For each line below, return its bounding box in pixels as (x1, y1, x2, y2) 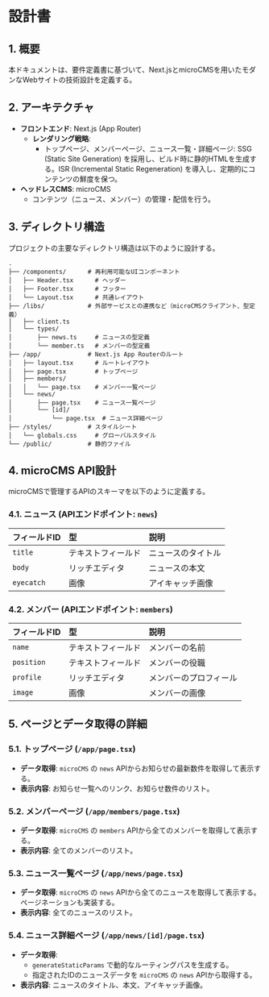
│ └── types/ (8, 324, 60, 333)
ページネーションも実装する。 (19, 898, 119, 908)
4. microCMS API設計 (8, 464, 117, 478)
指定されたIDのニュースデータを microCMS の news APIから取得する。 (31, 970, 257, 979)
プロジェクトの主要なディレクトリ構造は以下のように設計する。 (8, 243, 220, 252)
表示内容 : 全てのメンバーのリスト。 (19, 845, 138, 855)
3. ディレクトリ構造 (8, 220, 105, 234)
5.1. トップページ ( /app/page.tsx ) (8, 743, 136, 754)
